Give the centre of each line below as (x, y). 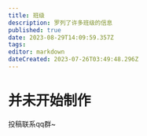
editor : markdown (37, 52)
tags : (17, 45)
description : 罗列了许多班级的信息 (60, 23)
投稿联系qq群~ (32, 123)
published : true (35, 30)
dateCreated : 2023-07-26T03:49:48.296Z (73, 60)
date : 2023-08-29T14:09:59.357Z (61, 37)
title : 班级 (26, 15)
